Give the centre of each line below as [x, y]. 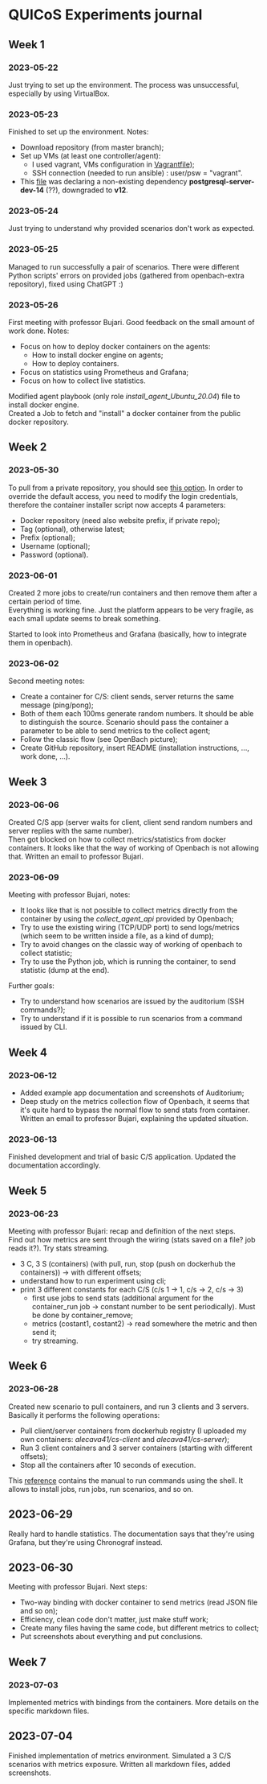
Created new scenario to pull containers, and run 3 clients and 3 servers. [129, 1407]
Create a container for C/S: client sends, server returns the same [127, 697]
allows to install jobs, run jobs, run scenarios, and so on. [101, 1489]
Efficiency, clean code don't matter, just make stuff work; [114, 1620]
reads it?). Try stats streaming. [59, 1248]
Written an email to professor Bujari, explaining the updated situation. [134, 1119]
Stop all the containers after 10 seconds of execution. [108, 1465]
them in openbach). [41, 643]
